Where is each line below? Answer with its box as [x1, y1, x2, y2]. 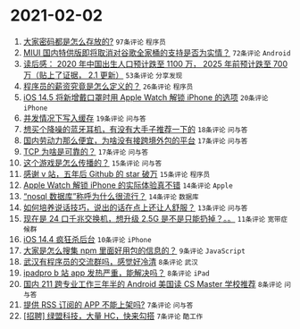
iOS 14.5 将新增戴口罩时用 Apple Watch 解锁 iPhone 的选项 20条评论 [22, 91, 269, 103]
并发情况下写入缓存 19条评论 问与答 [22, 113, 146, 123]
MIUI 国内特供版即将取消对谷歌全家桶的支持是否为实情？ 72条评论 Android [22, 46, 291, 58]
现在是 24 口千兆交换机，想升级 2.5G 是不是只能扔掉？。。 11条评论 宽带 [22, 213, 281, 224]
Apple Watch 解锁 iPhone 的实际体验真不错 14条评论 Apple [22, 180, 233, 190]
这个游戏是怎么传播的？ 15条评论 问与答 [22, 157, 162, 168]
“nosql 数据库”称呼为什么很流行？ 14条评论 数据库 [22, 190, 199, 201]
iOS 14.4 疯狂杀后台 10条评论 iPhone [22, 233, 152, 244]
